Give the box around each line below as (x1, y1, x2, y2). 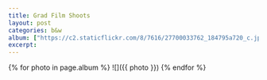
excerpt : (8, 41, 37, 49)
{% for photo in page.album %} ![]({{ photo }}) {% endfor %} (8, 63, 207, 72)
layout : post (8, 19, 52, 27)
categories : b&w (8, 26, 62, 34)
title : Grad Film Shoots (8, 11, 91, 20)
